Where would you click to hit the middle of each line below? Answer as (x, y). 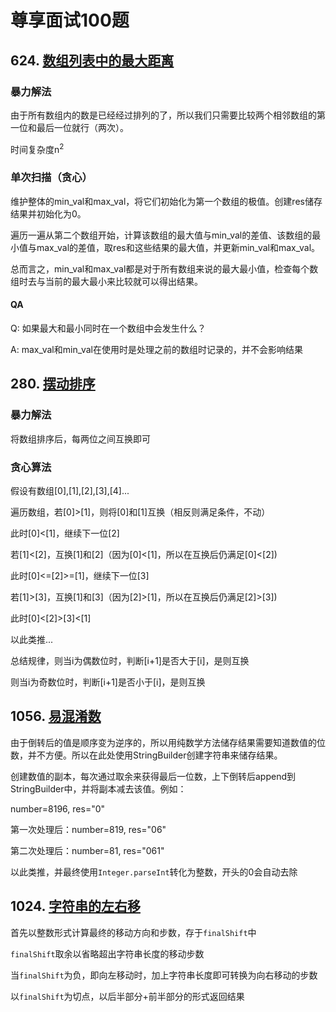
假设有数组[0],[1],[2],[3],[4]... (70, 491)
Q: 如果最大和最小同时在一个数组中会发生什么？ (108, 328)
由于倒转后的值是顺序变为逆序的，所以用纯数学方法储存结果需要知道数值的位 (168, 742)
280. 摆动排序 (53, 384)
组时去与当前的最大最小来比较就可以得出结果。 (106, 281)
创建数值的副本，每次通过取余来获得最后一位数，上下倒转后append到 (153, 776)
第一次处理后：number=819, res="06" (88, 829)
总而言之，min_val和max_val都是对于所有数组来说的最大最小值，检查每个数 (164, 268)
